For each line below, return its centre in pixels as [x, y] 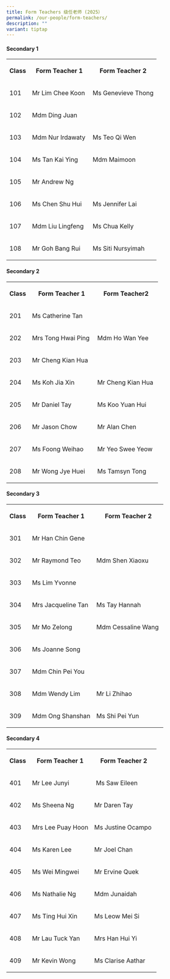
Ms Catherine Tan [58, 316]
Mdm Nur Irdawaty [59, 137]
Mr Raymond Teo [56, 560]
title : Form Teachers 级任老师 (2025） [55, 12]
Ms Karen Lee [52, 850]
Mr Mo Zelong [52, 627]
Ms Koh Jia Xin [53, 382]
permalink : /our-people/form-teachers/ [57, 18]
